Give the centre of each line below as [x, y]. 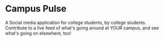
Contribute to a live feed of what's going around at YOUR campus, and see [82, 27]
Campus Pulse [36, 9]
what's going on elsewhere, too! [38, 33]
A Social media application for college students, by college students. [76, 22]
